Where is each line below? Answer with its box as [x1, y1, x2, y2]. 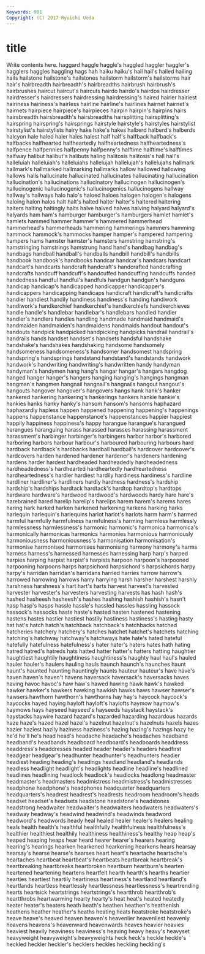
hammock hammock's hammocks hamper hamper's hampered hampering [6, 231, 193, 238]
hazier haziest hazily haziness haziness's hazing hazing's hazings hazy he [6, 726, 195, 733]
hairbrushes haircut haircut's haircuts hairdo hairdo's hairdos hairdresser [6, 87, 190, 95]
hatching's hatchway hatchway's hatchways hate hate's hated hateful [6, 635, 182, 642]
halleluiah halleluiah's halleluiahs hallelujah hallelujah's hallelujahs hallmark [6, 159, 195, 166]
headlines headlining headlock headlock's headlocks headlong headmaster [6, 771, 197, 779]
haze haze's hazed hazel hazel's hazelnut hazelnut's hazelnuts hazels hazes [6, 719, 199, 727]
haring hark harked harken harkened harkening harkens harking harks [6, 504, 183, 512]
